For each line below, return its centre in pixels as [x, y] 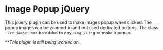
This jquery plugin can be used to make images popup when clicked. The [79, 22]
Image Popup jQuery [47, 9]
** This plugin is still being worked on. [43, 42]
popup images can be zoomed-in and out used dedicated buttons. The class [82, 27]
